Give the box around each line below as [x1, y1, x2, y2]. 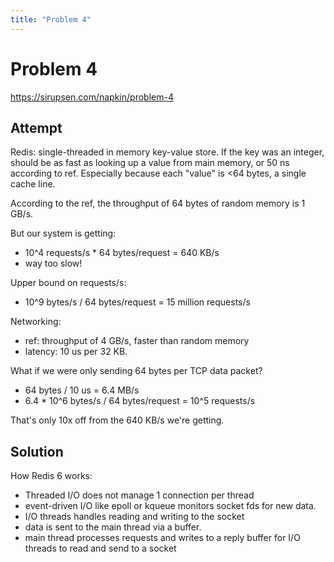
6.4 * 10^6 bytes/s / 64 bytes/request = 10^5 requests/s [24, 395, 256, 407]
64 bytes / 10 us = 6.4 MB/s [24, 384, 140, 396]
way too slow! [24, 257, 83, 270]
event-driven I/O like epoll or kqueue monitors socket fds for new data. [24, 500, 317, 512]
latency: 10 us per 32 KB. [24, 346, 128, 358]
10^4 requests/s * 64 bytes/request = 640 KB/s [24, 247, 220, 259]
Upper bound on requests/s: [10, 277, 127, 289]
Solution [10, 443, 64, 460]
